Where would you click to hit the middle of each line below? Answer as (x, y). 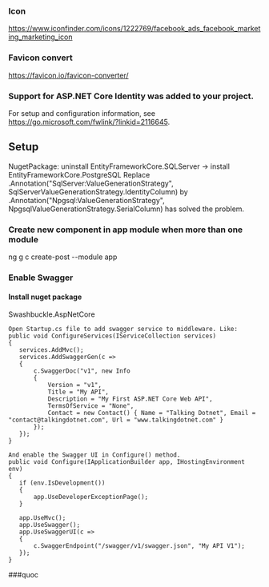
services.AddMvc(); (51, 350)
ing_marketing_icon (40, 37)
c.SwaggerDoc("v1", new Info (82, 371)
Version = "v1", (75, 385)
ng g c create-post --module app (63, 257)
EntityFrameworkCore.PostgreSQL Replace (79, 174)
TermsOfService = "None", (91, 406)
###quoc (23, 575)
